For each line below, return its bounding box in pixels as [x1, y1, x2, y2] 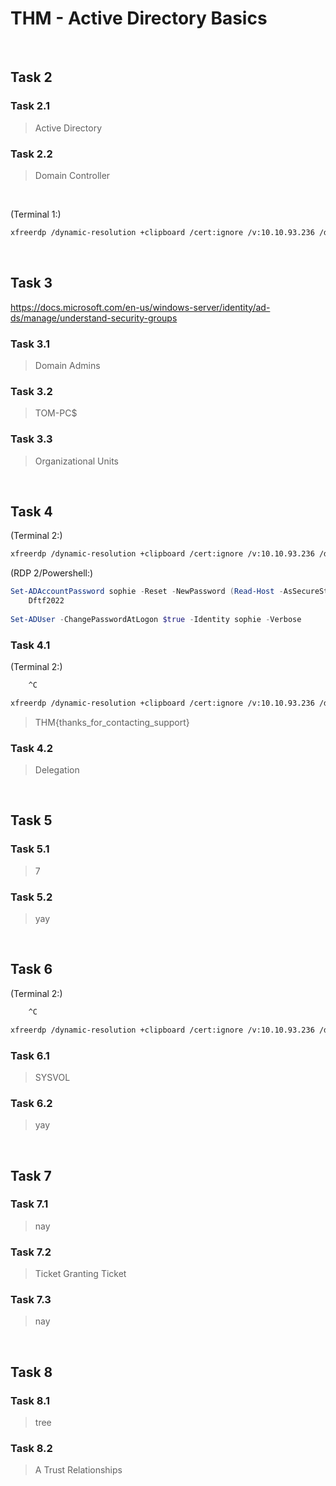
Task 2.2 [10, 147, 53, 161]
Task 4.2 [10, 741, 54, 755]
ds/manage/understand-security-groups [10, 312, 178, 324]
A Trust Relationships [34, 1464, 123, 1476]
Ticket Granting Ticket [34, 1268, 127, 1280]
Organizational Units [34, 455, 119, 467]
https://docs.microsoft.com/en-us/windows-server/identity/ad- [10, 301, 271, 313]
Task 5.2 [10, 890, 53, 904]
